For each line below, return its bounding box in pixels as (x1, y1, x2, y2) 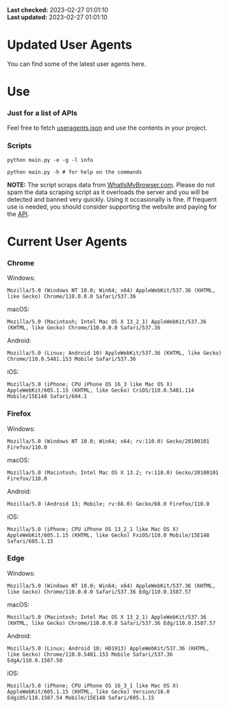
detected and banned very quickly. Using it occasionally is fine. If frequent (7, 195, 217, 203)
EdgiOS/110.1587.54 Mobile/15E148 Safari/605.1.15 (7, 694, 155, 701)
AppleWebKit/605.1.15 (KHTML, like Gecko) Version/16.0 (7, 688, 170, 695)
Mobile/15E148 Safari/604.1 (7, 393, 88, 400)
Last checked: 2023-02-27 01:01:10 (7, 6, 108, 14)
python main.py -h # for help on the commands (7, 168, 142, 176)
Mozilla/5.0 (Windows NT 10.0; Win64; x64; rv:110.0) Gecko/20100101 (7, 438, 210, 445)
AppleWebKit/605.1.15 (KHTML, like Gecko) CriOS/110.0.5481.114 (7, 387, 194, 394)
